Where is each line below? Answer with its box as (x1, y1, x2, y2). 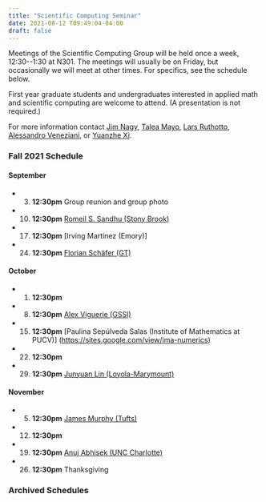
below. (8, 74, 30, 84)
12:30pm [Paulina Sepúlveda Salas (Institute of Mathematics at (31, 326, 240, 336)
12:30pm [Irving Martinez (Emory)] (31, 231, 148, 240)
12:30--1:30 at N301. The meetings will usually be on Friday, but (8, 57, 219, 66)
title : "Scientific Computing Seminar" (8, 11, 142, 20)
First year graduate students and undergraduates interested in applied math (8, 90, 259, 99)
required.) (8, 106, 42, 116)
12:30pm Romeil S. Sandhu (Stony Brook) (31, 214, 170, 223)
